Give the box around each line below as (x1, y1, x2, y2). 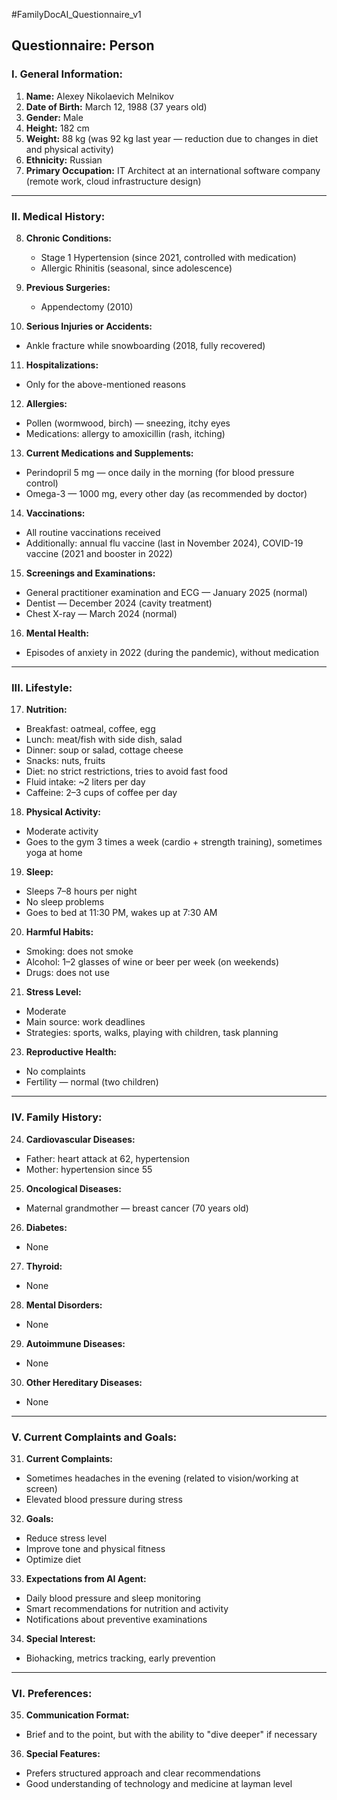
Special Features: (25, 1748, 101, 1760)
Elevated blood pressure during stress (25, 1493, 183, 1505)
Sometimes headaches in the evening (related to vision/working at (25, 1472, 299, 1484)
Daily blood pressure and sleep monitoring (25, 1592, 201, 1604)
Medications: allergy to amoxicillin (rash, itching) (25, 427, 226, 439)
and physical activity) (25, 143, 114, 155)
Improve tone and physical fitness (25, 1542, 166, 1554)
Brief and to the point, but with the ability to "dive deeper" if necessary (25, 1729, 318, 1741)
